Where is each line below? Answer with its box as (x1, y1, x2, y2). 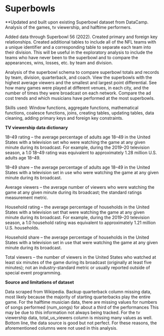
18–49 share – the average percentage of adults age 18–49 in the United (5, 164, 150, 170)
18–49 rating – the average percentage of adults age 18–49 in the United (5, 134, 151, 140)
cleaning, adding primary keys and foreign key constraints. (5, 115, 124, 121)
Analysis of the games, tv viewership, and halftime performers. (5, 24, 132, 30)
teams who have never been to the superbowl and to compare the (5, 54, 139, 60)
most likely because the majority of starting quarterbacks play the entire (5, 294, 151, 300)
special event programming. (5, 269, 62, 275)
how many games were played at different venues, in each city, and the (5, 85, 149, 90)
